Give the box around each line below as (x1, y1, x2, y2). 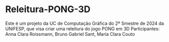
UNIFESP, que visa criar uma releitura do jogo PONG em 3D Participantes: (5, 25, 160, 31)
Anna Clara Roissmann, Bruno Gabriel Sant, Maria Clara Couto (5, 31, 136, 37)
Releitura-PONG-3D (5, 4, 90, 15)
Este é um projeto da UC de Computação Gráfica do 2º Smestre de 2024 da (5, 20, 164, 26)
